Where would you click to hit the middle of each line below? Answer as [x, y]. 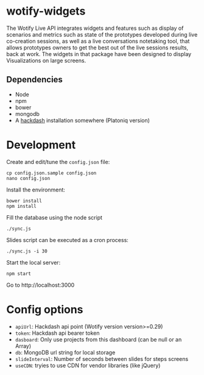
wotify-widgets [46, 11]
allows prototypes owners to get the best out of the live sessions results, [97, 48]
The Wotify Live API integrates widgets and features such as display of [95, 28]
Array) [23, 346]
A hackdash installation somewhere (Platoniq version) [83, 120]
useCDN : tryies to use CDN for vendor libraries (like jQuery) [88, 365]
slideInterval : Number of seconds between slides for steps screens [102, 359]
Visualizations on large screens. [46, 60]
